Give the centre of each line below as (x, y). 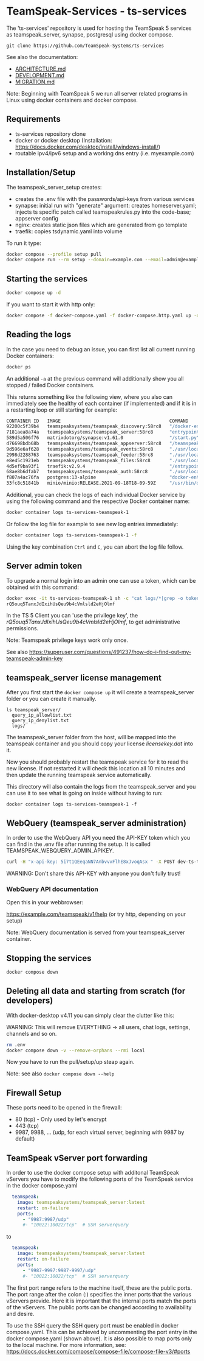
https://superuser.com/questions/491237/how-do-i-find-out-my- (110, 652)
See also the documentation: (42, 57)
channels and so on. (32, 1033)
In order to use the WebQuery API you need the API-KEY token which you (98, 838)
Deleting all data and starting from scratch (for (96, 991)
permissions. (22, 628)
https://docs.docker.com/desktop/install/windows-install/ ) (88, 147)
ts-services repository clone (50, 134)
